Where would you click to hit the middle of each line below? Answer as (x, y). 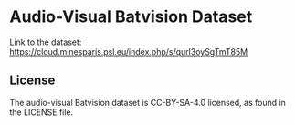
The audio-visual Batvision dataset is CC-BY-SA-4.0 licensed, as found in (147, 102)
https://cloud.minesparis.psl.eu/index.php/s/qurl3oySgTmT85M (129, 51)
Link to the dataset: (46, 42)
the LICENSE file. (42, 112)
